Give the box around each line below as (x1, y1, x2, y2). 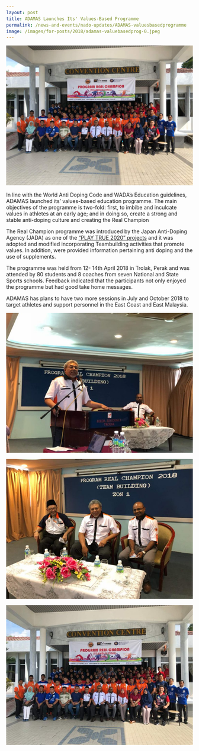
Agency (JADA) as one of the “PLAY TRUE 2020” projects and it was (6, 234, 174, 241)
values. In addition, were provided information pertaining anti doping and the (6, 247, 193, 254)
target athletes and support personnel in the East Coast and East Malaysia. (6, 301, 188, 308)
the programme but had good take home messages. (6, 283, 133, 291)
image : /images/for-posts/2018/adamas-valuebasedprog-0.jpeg (6, 28, 161, 34)
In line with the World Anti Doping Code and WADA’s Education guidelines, (6, 191, 187, 198)
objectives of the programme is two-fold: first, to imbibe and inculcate (6, 204, 177, 211)
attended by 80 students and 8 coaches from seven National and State (6, 271, 179, 278)
